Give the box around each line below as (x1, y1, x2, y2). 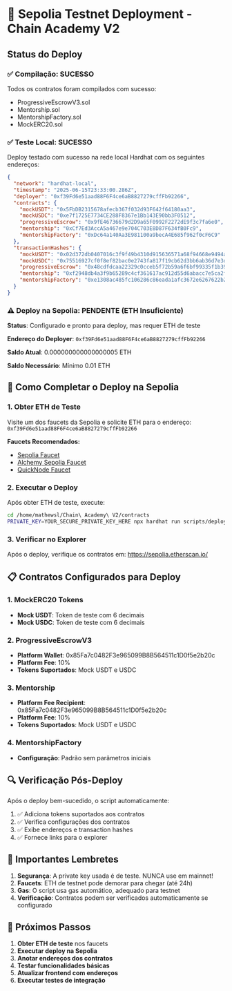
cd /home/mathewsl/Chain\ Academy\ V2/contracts (7, 512, 150, 519)
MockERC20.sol (17, 120, 64, 128)
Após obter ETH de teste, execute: (7, 499, 106, 507)
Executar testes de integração (17, 976, 106, 985)
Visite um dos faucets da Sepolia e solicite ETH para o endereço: (7, 418, 192, 426)
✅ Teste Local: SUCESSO (7, 137, 93, 147)
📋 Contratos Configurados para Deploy (7, 571, 181, 583)
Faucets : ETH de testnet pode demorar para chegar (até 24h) (17, 879, 193, 887)
